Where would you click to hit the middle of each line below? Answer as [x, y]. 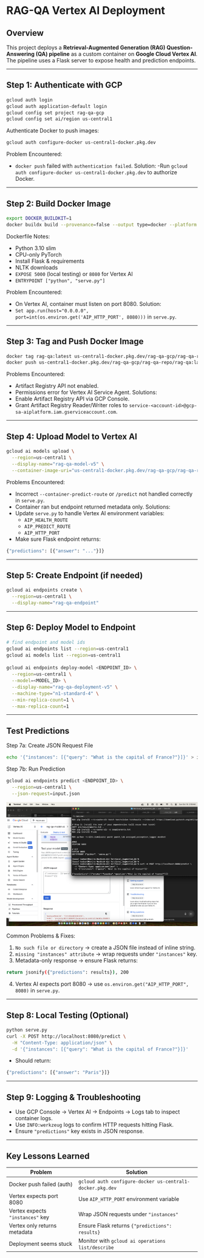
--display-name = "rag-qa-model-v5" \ [58, 464]
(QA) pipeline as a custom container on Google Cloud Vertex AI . [117, 54]
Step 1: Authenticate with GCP [64, 85]
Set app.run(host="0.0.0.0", [52, 311]
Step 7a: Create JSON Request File [50, 746]
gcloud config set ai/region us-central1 [59, 119]
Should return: [33, 1061]
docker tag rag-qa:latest [39, 356]
